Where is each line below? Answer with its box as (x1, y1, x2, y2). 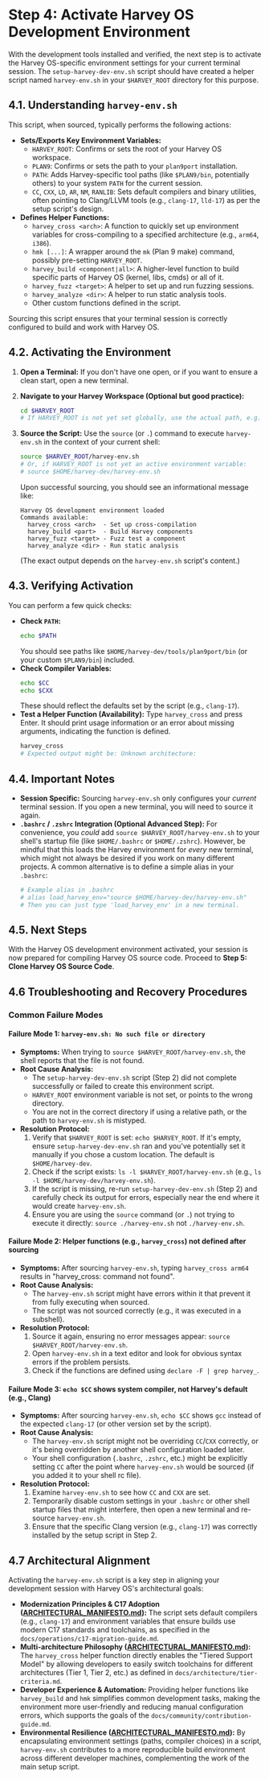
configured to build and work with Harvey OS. (8, 322, 160, 332)
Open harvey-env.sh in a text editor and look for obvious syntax (31, 1349, 243, 1359)
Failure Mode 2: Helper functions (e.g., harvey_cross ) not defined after (8, 1236, 247, 1246)
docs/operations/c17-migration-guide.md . (19, 1633, 159, 1644)
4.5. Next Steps (8, 923, 88, 937)
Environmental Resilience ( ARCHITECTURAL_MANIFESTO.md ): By (19, 1727, 246, 1737)
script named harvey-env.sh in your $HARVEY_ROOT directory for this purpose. (8, 75, 259, 85)
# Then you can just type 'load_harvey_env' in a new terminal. (19, 900, 240, 909)
